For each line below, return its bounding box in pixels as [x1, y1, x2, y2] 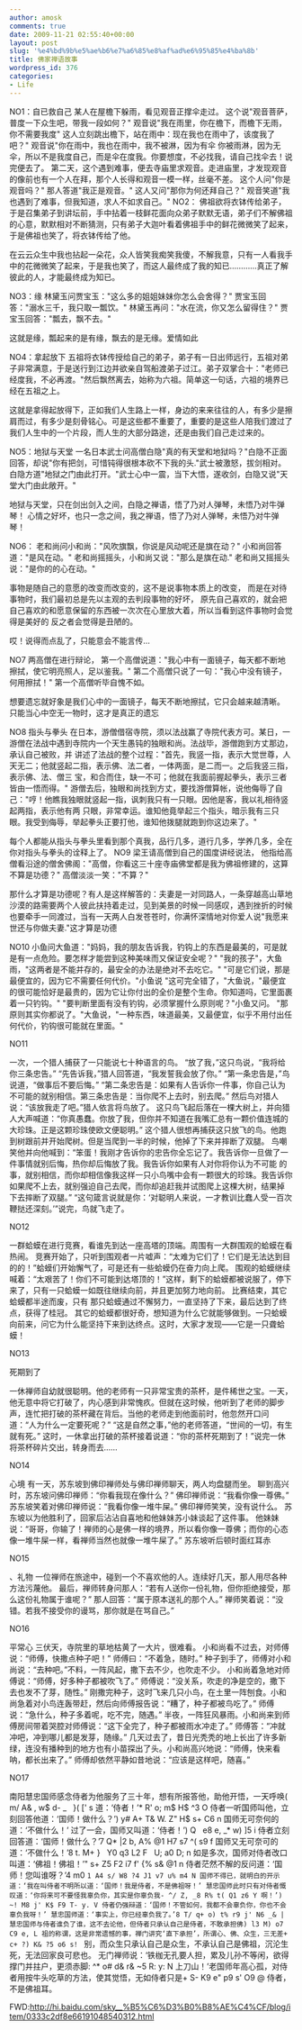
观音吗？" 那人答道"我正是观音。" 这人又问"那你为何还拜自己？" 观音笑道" [9, 185, 282, 195]
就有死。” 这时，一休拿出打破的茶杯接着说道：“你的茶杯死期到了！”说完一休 [9, 1430, 286, 1441]
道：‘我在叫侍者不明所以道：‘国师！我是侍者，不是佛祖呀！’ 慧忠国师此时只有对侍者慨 [9, 1881, 287, 1890]
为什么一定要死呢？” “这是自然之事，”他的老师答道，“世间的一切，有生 [36, 1419, 293, 1430]
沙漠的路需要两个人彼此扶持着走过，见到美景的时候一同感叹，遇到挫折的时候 [9, 900, 293, 911]
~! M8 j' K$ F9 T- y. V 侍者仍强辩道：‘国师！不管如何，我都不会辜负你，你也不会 [9, 1900, 287, 1909]
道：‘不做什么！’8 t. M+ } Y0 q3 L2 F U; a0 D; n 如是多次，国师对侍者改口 [9, 1847, 289, 1858]
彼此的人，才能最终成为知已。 [9, 271, 120, 282]
